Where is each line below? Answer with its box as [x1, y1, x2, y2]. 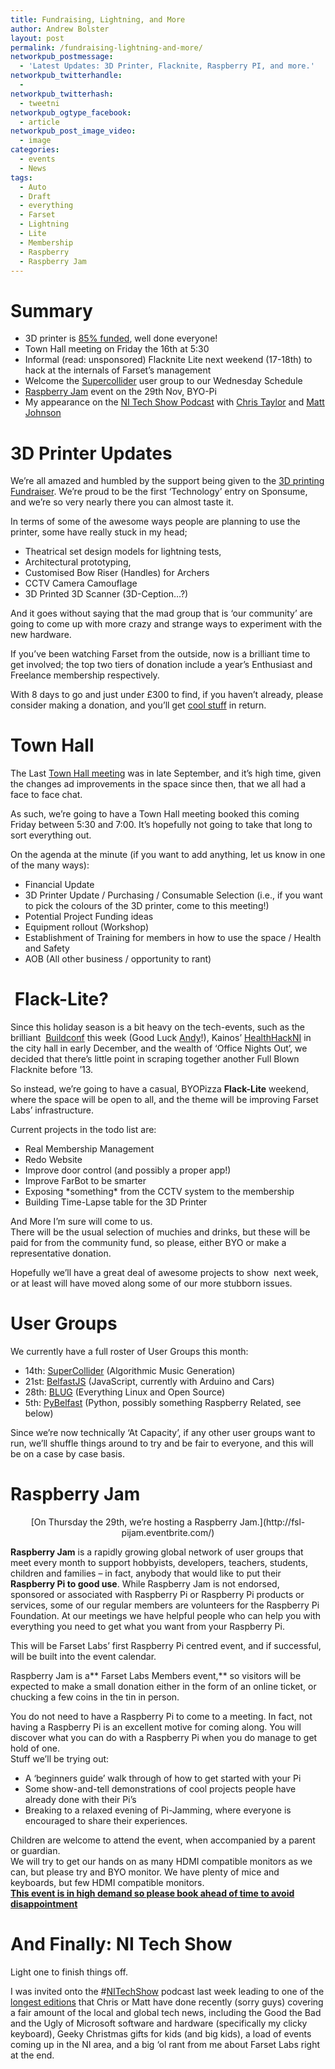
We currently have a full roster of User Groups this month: [10, 1346, 249, 1358]
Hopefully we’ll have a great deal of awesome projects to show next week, [10, 1267, 319, 1279]
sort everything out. [10, 829, 92, 841]
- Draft [19, 191, 52, 201]
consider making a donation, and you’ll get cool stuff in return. [10, 699, 267, 711]
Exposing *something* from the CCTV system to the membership [24, 1186, 295, 1198]
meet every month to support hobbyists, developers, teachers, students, [10, 1557, 308, 1568]
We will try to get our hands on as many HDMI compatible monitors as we [10, 1856, 313, 1867]
